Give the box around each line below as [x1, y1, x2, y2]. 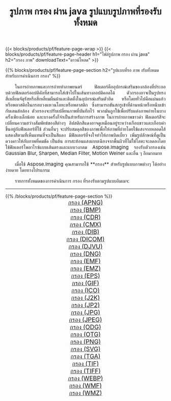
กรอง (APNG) [68, 199, 103, 207]
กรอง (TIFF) [70, 367, 101, 375]
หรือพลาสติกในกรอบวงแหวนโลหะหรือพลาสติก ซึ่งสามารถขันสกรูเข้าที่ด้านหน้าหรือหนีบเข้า [5, 101, 166, 109]
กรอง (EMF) [70, 257, 101, 265]
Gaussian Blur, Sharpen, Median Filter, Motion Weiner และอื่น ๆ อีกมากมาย [5, 150, 162, 157]
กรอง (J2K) [71, 294, 100, 302]
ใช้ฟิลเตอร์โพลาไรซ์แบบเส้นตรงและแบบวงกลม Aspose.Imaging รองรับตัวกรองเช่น [5, 144, 166, 151]
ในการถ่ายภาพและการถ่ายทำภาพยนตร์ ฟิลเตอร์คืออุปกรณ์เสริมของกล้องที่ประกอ [15, 84, 166, 90]
